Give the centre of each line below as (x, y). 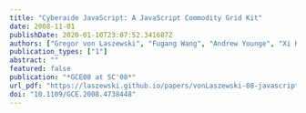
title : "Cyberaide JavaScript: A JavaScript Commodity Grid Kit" (136, 18)
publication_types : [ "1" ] (58, 52)
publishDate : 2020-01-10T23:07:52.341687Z (91, 35)
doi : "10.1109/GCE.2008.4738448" (73, 94)
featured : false (40, 69)
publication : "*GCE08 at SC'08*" (73, 77)
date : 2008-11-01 (42, 26)
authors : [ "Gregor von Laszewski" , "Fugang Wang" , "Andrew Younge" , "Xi (150, 43)
